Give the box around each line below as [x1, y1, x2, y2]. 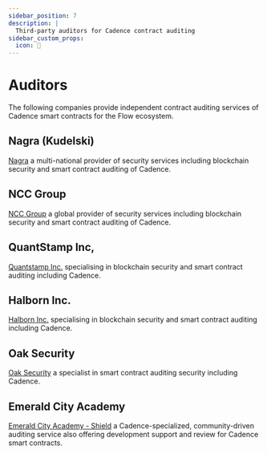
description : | [8, 19, 59, 27]
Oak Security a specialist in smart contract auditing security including [8, 368, 238, 378]
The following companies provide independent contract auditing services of [8, 103, 259, 112]
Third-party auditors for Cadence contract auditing [15, 26, 196, 34]
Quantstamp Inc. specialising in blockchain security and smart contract [8, 261, 243, 271]
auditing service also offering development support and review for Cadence [8, 429, 259, 439]
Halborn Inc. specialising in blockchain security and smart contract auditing [8, 314, 258, 325]
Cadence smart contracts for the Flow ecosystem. [8, 111, 174, 121]
